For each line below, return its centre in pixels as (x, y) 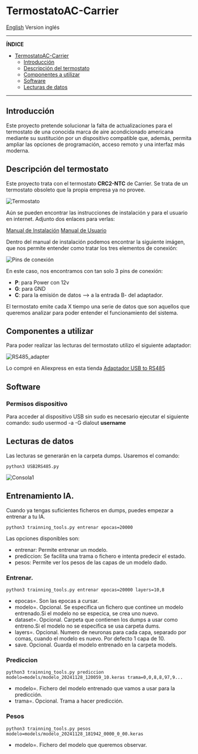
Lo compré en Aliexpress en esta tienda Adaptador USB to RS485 (86, 368)
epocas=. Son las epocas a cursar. (57, 600)
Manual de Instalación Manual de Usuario (57, 230)
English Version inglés (33, 27)
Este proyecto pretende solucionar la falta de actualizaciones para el (89, 125)
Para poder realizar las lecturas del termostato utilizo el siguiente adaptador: (99, 345)
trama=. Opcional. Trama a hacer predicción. (69, 701)
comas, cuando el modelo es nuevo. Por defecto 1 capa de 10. (90, 638)
